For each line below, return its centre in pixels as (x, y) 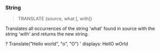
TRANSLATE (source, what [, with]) (55, 19)
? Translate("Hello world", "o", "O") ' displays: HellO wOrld (67, 44)
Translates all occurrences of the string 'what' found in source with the (80, 29)
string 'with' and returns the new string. (47, 34)
